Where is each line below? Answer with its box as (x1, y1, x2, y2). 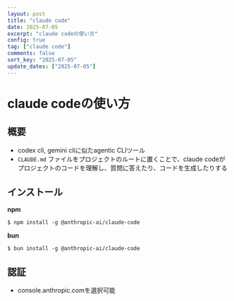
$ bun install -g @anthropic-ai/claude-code (7, 245, 140, 252)
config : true (7, 37, 46, 44)
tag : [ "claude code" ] (7, 43, 71, 50)
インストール (7, 187, 63, 199)
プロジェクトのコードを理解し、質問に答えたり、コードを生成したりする (17, 163, 228, 172)
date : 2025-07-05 (7, 23, 58, 30)
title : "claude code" (7, 17, 71, 24)
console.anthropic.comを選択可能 (17, 286, 116, 295)
